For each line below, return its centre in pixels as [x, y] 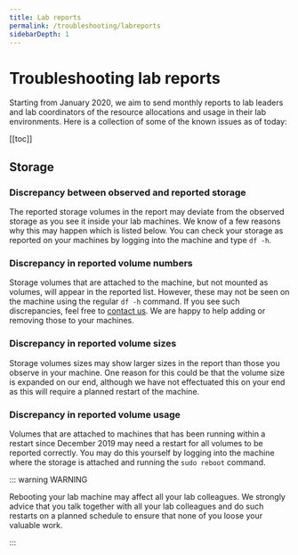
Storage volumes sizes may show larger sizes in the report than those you [145, 363]
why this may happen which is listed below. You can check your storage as [146, 231]
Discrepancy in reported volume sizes [93, 344]
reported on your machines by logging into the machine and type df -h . [141, 240]
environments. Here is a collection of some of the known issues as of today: [148, 122]
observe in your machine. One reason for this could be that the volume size [147, 372]
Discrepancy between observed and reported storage [128, 192]
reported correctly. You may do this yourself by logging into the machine [142, 453]
